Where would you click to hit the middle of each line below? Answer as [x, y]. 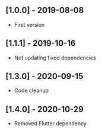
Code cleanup [31, 91]
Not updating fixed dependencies [55, 58]
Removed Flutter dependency [50, 123]
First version [29, 24]
